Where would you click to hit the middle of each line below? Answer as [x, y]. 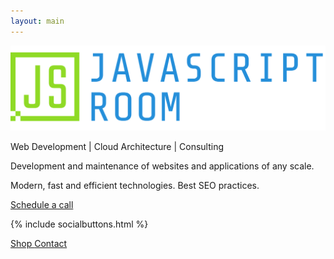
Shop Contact [39, 243]
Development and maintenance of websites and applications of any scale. [162, 166]
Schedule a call [42, 204]
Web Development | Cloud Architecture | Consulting [117, 146]
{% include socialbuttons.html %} [79, 224]
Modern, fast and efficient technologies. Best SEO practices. [135, 185]
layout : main [37, 21]
